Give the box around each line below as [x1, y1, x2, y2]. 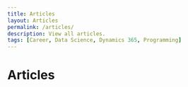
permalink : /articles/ [7, 23, 74, 30]
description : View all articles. [7, 30, 106, 37]
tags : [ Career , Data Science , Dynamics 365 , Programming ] [7, 37, 182, 44]
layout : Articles [7, 17, 59, 24]
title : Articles [7, 10, 55, 18]
